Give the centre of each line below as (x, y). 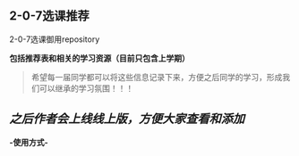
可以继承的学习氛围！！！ (86, 88)
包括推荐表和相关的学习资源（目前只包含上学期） (99, 58)
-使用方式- (29, 142)
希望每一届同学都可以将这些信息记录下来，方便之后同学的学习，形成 (157, 77)
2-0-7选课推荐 (49, 16)
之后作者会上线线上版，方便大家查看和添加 (127, 119)
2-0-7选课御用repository (55, 39)
